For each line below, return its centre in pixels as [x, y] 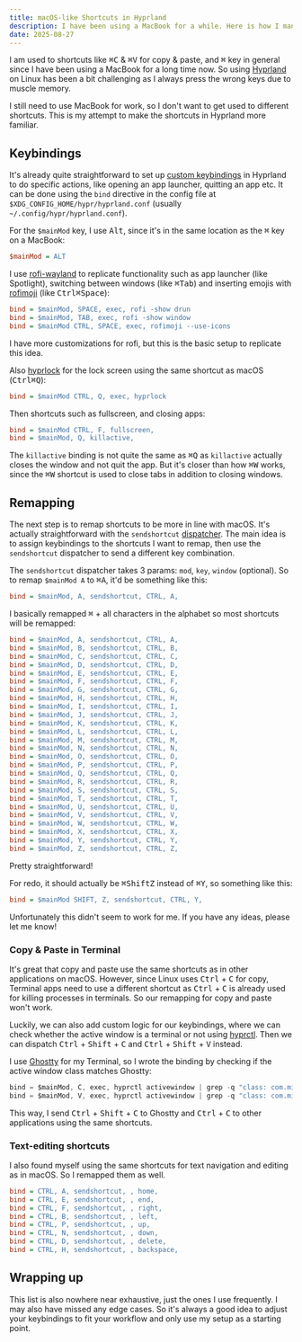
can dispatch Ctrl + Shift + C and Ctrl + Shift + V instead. [126, 1044]
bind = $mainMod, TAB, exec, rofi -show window [100, 317]
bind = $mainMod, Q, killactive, [72, 438]
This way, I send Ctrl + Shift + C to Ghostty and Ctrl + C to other [136, 1113]
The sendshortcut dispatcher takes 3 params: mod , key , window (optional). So [149, 571]
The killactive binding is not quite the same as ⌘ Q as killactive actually [146, 456]
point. [20, 1328]
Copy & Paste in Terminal [65, 949]
